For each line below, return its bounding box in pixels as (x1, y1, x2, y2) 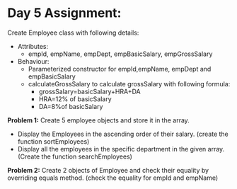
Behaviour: (17, 57, 50, 65)
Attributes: (17, 42, 49, 50)
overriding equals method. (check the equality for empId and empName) (7, 173, 219, 182)
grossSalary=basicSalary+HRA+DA (38, 87, 141, 96)
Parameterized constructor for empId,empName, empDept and (28, 64, 212, 73)
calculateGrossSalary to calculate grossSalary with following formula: (28, 79, 231, 88)
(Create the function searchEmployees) (17, 152, 133, 161)
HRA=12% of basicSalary (38, 94, 112, 103)
